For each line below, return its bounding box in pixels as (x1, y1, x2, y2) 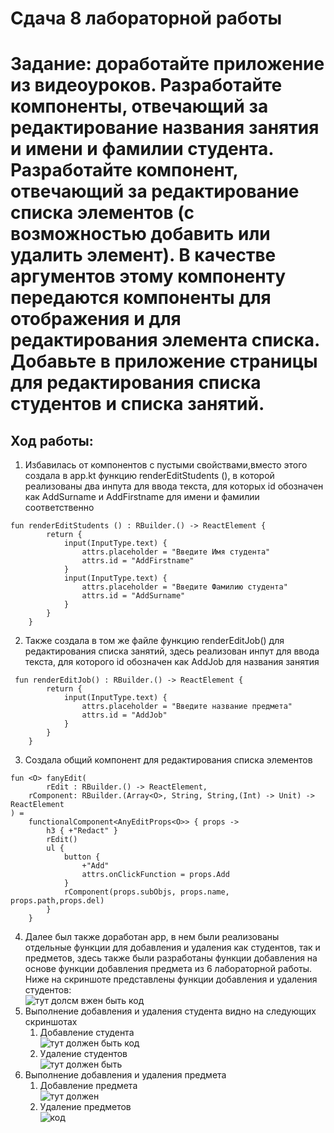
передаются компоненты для (10, 287, 272, 309)
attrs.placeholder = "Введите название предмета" (81, 702, 293, 712)
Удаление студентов (39, 1048, 128, 1060)
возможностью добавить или (10, 223, 271, 246)
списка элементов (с (10, 202, 195, 224)
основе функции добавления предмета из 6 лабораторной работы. (24, 963, 313, 975)
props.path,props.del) (10, 896, 105, 906)
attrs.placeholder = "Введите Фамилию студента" (81, 582, 288, 592)
